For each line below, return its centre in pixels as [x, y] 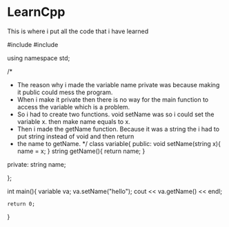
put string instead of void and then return [76, 136]
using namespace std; [39, 58]
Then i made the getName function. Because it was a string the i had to [118, 129]
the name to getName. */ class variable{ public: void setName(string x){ [119, 143]
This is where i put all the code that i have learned [78, 31]
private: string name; [37, 164]
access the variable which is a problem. [73, 107]
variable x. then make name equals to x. [74, 121]
